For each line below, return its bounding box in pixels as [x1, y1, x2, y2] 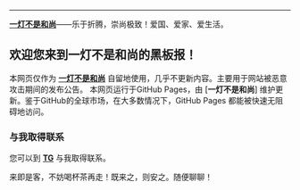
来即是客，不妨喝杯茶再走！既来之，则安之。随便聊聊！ [9, 171, 212, 183]
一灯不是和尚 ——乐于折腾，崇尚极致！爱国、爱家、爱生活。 [9, 19, 229, 29]
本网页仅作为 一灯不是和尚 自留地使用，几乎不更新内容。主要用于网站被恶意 [9, 72, 287, 83]
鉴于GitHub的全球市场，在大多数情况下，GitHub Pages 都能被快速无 [24, 95, 276, 105]
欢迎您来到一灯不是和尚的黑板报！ [9, 47, 197, 62]
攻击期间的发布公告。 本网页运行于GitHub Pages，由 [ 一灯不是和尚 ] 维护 [9, 84, 276, 95]
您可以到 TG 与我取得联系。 [9, 153, 112, 163]
